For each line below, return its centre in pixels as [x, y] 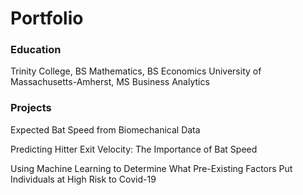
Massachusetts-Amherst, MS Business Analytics [110, 82]
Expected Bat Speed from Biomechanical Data [105, 129]
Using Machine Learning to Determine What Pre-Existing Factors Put [151, 168]
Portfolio [47, 18]
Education [36, 50]
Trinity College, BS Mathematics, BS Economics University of [136, 71]
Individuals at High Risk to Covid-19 [83, 179]
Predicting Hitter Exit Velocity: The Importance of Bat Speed [134, 149]
